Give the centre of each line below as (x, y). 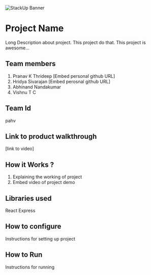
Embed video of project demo (44, 182)
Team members (31, 64)
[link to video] (20, 149)
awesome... (17, 48)
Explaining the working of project (47, 177)
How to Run (24, 255)
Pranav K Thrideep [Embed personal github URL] (64, 76)
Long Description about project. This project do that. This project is (75, 42)
